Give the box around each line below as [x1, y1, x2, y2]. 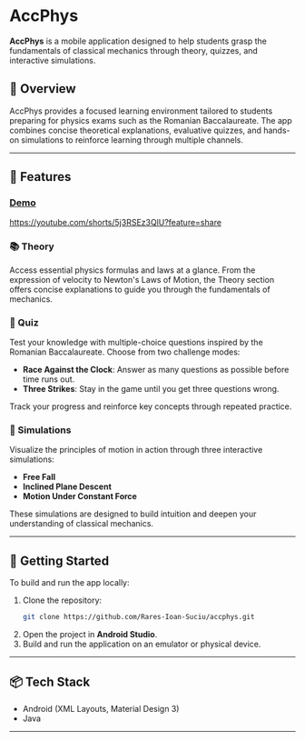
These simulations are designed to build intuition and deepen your [9, 508, 257, 519]
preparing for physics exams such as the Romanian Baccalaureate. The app [9, 115, 292, 125]
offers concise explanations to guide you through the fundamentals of [9, 284, 271, 295]
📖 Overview [9, 81, 76, 96]
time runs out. [22, 374, 75, 385]
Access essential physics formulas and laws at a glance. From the [9, 265, 256, 275]
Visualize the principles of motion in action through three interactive [9, 445, 263, 456]
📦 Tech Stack [9, 675, 91, 690]
